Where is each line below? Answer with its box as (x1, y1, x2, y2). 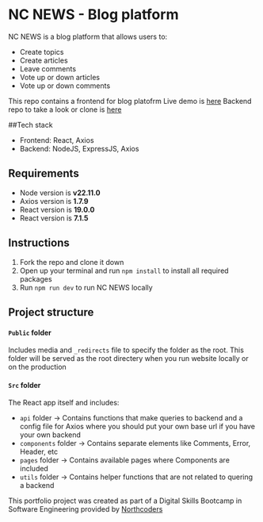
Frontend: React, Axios (19, 135, 94, 144)
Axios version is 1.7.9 (19, 196, 89, 205)
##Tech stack (8, 120, 53, 129)
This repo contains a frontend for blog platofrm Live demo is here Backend (8, 96, 252, 106)
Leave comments (19, 63, 77, 73)
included (19, 464, 49, 474)
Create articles (19, 56, 69, 65)
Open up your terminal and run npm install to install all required (19, 266, 229, 275)
